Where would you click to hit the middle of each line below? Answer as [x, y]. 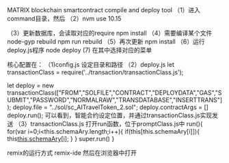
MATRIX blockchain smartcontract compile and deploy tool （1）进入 [104, 10]
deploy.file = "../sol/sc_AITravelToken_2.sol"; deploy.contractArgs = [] [110, 107]
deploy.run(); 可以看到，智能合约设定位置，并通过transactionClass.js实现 [110, 115]
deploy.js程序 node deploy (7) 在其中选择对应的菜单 [80, 50]
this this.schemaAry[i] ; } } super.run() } [61, 139]
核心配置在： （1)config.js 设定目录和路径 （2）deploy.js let [91, 64]
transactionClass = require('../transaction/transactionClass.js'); [95, 72]
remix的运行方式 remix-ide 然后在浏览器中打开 [72, 153]
